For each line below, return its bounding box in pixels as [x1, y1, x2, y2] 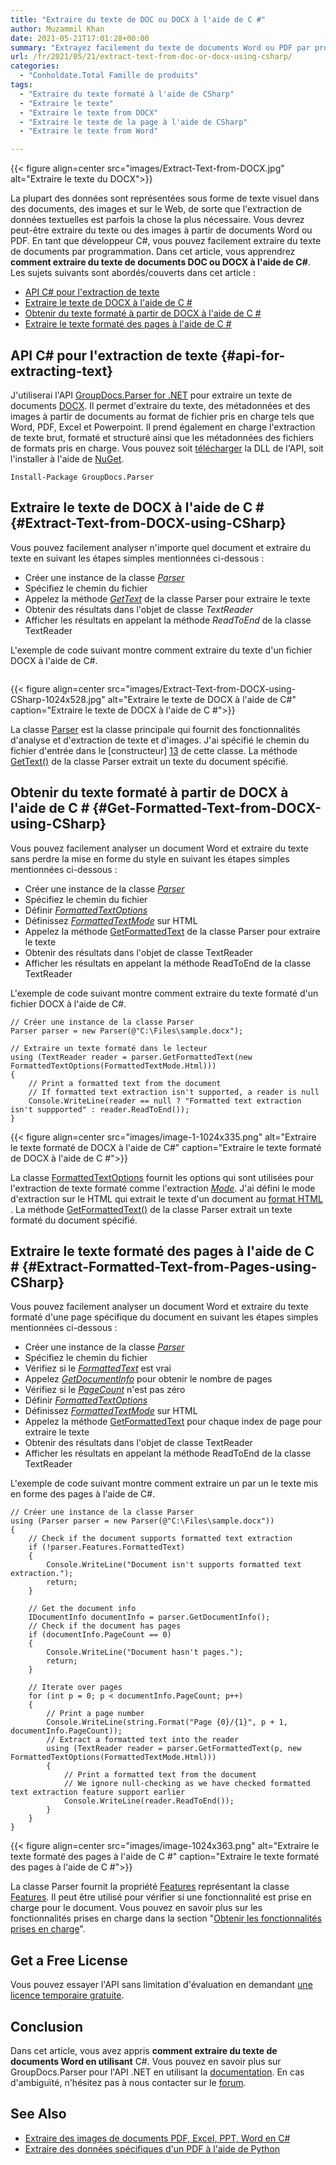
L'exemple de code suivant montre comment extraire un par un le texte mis [10, 1477, 319, 1490]
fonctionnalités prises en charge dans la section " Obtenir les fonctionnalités [10, 1912, 322, 1925]
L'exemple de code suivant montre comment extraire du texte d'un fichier [10, 644, 313, 656]
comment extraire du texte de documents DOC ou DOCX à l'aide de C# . [10, 256, 311, 268]
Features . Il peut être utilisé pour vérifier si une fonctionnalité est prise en [10, 1891, 312, 1903]
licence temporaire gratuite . [10, 1989, 125, 2001]
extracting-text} [10, 362, 114, 380]
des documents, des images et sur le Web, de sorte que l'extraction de [10, 203, 302, 215]
